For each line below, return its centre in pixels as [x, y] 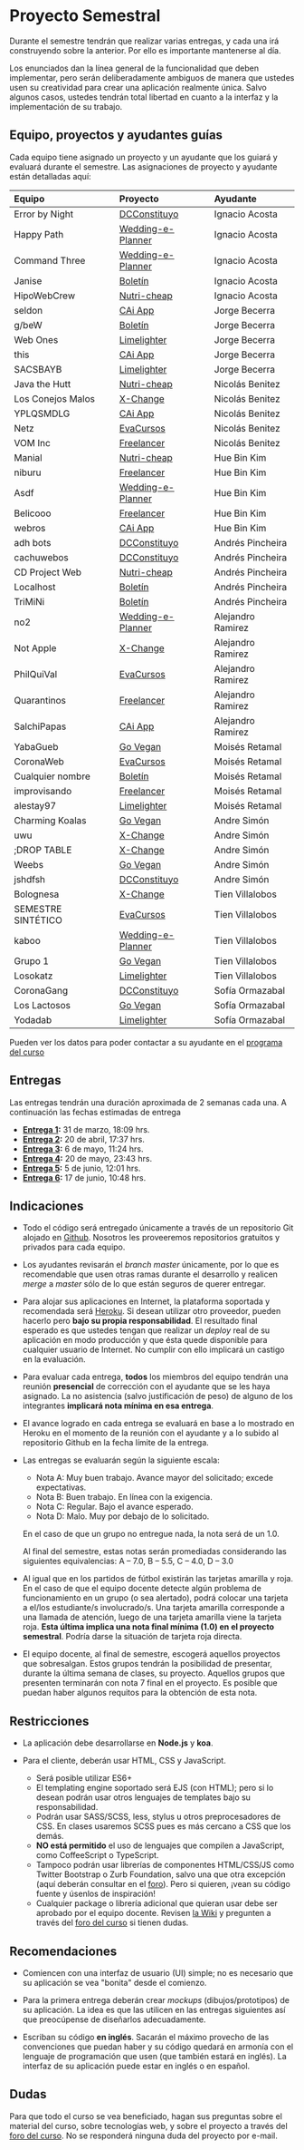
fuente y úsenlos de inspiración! [95, 1894]
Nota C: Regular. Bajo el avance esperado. [114, 1507]
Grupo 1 [32, 960]
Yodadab [33, 1019]
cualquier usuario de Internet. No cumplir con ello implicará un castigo [153, 1350]
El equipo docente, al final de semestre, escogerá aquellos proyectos [151, 1654]
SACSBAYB [38, 369]
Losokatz [33, 976]
